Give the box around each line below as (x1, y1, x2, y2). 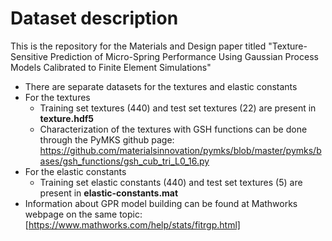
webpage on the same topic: (24, 208, 143, 220)
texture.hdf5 (39, 112, 95, 124)
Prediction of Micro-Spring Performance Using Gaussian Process (49, 50, 319, 62)
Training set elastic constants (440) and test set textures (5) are (39, 176, 303, 188)
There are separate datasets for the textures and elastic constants (24, 80, 298, 92)
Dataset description (10, 7, 179, 30)
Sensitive (10, 50, 48, 62)
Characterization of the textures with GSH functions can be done (39, 123, 308, 135)
